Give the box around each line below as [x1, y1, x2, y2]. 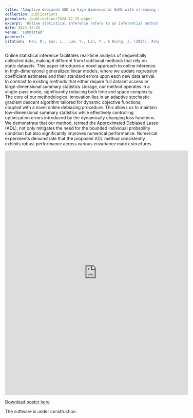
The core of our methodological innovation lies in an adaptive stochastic [5, 94, 150, 100]
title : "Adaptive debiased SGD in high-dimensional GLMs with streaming [5, 7, 156, 12]
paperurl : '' [5, 35, 32, 40]
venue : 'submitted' [5, 30, 45, 35]
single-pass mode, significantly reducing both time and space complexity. [5, 88, 154, 94]
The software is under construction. [5, 408, 77, 414]
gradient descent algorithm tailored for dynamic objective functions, [5, 99, 142, 105]
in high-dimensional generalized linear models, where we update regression [5, 68, 157, 74]
